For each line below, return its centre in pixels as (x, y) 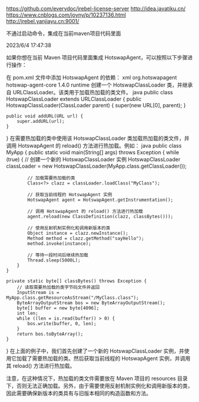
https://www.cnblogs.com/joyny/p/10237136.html (66, 15)
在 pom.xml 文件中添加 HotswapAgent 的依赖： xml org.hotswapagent (92, 77)
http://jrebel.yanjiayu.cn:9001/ (43, 21)
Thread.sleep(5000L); (54, 260)
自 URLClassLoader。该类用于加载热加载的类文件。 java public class (90, 92)
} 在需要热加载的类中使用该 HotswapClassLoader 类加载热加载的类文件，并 (98, 138)
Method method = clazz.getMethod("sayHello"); (86, 238)
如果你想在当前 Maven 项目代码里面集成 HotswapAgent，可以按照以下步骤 (97, 58)
